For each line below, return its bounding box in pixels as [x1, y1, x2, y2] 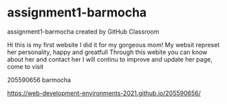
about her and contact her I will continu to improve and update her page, [7, 55, 213, 63]
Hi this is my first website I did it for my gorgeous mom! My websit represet [7, 40, 220, 49]
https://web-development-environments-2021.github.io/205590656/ [7, 89, 202, 97]
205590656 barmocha [7, 75, 71, 83]
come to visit [7, 62, 44, 70]
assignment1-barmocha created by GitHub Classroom [7, 27, 160, 36]
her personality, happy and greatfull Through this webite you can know [7, 48, 208, 56]
